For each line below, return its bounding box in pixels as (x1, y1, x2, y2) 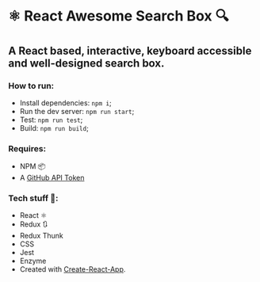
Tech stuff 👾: (8, 192, 59, 204)
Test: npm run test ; (19, 115, 83, 124)
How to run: (8, 80, 55, 91)
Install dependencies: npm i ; (19, 97, 113, 108)
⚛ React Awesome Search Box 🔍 (8, 7, 229, 25)
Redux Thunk (19, 231, 63, 241)
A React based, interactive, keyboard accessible (8, 44, 252, 57)
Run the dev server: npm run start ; (19, 106, 135, 116)
